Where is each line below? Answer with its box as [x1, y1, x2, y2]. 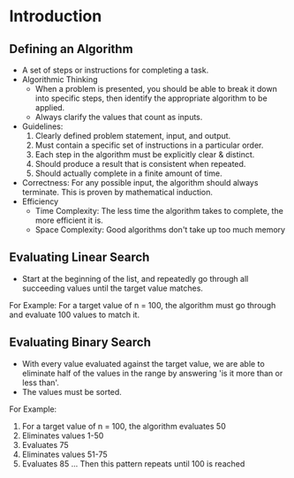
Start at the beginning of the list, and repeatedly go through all [21, 273, 249, 284]
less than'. [21, 377, 60, 388]
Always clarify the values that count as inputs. [34, 112, 203, 122]
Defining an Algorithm [9, 42, 134, 57]
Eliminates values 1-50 [21, 430, 104, 441]
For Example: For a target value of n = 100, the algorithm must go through [9, 300, 276, 310]
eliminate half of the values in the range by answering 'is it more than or [21, 368, 283, 378]
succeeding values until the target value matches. [21, 283, 203, 293]
